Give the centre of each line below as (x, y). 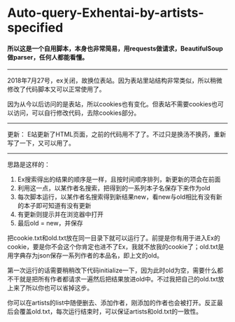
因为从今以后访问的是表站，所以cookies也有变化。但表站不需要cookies (109, 104)
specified (35, 28)
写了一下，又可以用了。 (41, 143)
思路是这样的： (29, 164)
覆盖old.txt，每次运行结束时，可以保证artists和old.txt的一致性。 (111, 311)
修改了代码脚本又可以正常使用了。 (56, 90)
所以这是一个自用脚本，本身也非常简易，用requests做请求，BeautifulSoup (115, 48)
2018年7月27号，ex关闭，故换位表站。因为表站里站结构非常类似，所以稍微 (115, 80)
